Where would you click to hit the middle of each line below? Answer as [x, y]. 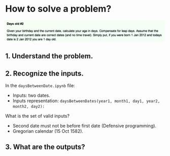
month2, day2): [29, 107]
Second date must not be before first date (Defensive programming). [84, 126]
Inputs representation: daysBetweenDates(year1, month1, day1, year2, [86, 101]
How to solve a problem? [58, 9]
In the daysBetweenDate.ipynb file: [40, 86]
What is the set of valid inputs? [38, 116]
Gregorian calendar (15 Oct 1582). [48, 131]
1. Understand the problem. [49, 56]
